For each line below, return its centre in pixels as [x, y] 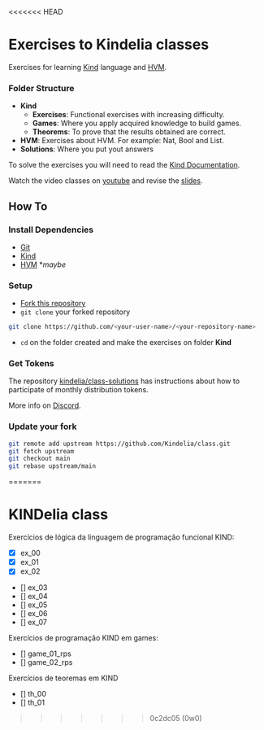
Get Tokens [31, 364]
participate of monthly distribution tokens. [78, 390]
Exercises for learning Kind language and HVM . [88, 67]
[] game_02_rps [46, 662]
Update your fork [43, 426]
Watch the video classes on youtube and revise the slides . [106, 181]
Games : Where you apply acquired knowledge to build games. [137, 123]
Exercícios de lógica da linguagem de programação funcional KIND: [121, 537]
